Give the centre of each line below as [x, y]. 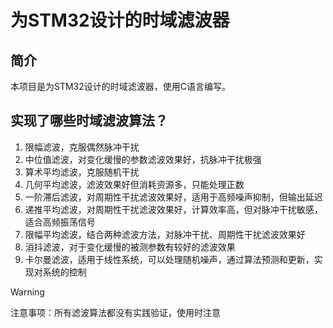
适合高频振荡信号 [60, 222]
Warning [27, 292]
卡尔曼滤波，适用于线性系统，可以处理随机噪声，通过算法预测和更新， [169, 259]
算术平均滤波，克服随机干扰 [82, 172]
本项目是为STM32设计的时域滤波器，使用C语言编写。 [121, 86]
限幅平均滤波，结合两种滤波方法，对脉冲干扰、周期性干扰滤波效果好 [165, 234]
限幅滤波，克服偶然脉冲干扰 [82, 147]
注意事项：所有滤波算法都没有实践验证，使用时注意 [115, 312]
